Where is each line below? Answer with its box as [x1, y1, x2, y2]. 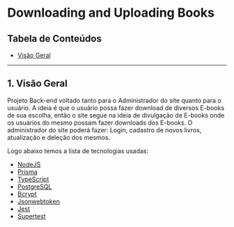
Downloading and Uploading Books [7, 5, 214, 21]
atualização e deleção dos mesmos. [7, 133, 111, 141]
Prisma [17, 167, 38, 175]
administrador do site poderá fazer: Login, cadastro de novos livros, [7, 125, 202, 134]
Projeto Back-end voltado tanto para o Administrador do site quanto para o [7, 96, 221, 104]
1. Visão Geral [7, 78, 68, 90]
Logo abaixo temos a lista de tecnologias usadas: [7, 146, 148, 155]
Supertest [17, 212, 46, 220]
